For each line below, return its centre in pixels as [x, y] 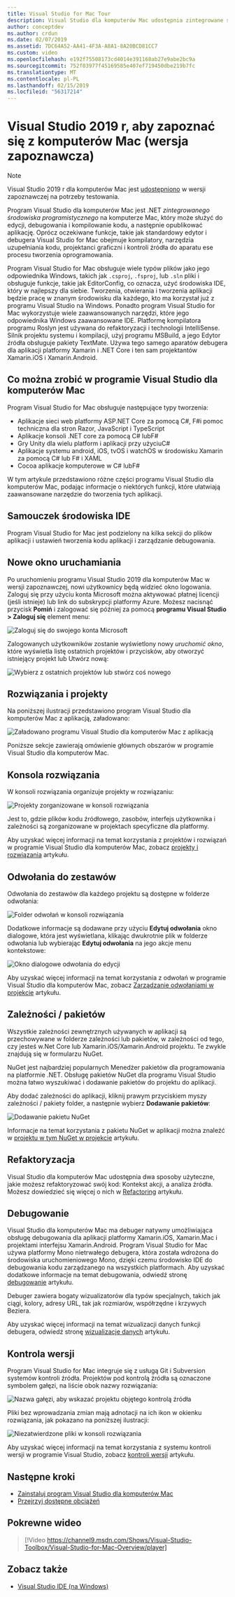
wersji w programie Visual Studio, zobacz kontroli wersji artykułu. [101, 1455]
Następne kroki [41, 1477]
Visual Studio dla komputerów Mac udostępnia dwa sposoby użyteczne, [111, 1176]
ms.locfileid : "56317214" [45, 92]
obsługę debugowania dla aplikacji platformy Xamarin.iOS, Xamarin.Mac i [113, 1238]
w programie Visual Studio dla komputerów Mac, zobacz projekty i [103, 847]
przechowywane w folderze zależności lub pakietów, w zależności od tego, [116, 1039]
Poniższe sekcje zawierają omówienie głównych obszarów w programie [111, 746]
